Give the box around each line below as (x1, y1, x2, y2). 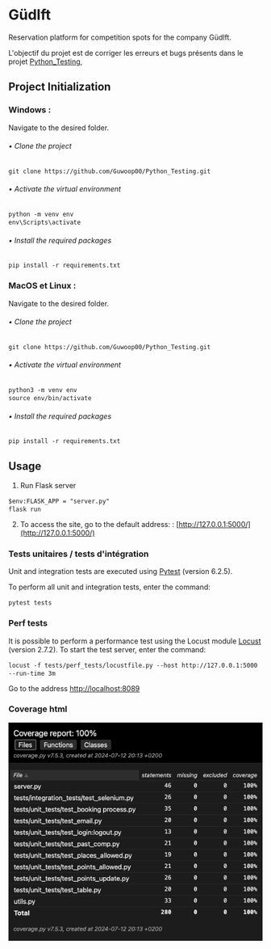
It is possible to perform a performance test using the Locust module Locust (8, 636, 261, 646)
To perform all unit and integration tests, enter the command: (8, 582, 211, 592)
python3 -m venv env (8, 386, 78, 394)
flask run (8, 505, 42, 513)
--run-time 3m (8, 669, 56, 677)
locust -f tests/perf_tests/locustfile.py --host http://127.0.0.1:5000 (8, 661, 258, 669)
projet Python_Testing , (8, 57, 83, 66)
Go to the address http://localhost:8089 (8, 683, 140, 693)
